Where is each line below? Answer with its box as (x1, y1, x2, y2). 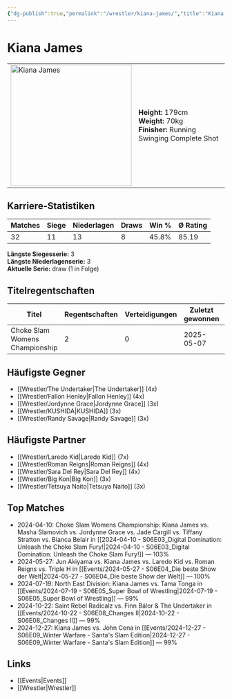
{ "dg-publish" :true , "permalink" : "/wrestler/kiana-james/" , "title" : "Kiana (7, 10, 224, 17)
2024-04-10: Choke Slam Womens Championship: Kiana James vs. (17, 520, 209, 529)
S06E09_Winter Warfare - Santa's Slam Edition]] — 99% (17, 638, 177, 646)
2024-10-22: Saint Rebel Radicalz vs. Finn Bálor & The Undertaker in (17, 601, 212, 610)
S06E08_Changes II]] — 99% (17, 616, 101, 624)
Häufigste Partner (7, 434, 86, 446)
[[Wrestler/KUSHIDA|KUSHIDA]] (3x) (17, 407, 122, 415)
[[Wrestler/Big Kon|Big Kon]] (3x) (17, 475, 112, 483)
